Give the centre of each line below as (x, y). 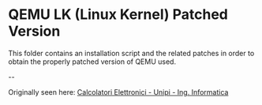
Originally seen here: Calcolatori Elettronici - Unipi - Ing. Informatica (118, 92)
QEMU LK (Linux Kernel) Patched (118, 15)
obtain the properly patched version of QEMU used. (92, 62)
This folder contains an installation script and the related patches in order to (131, 53)
